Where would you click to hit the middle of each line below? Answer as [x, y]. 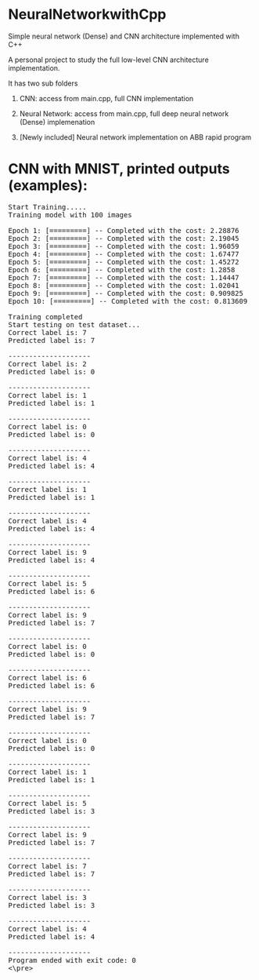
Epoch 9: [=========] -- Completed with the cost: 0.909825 [126, 293]
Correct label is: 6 [48, 678]
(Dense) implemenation [57, 122]
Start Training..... [48, 207]
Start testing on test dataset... [74, 324]
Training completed [45, 317]
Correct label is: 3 [48, 897]
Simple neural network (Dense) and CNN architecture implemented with [124, 36]
